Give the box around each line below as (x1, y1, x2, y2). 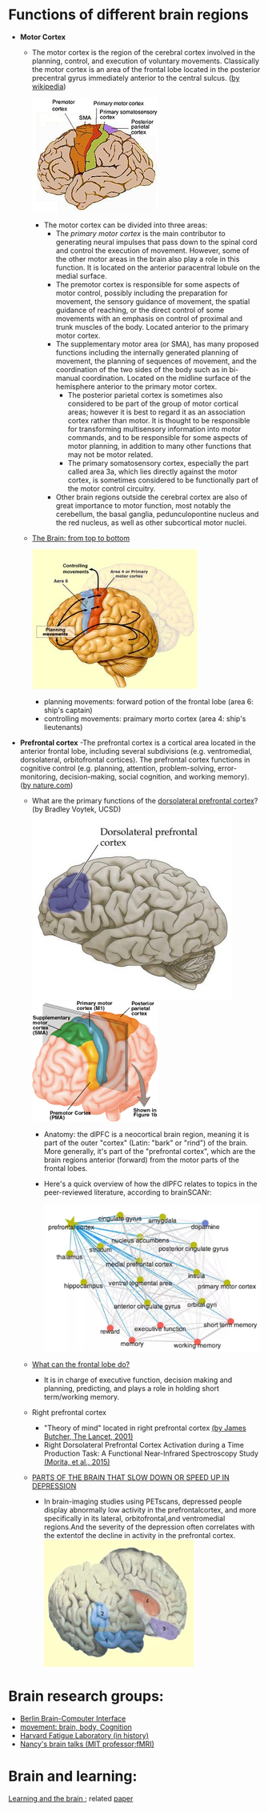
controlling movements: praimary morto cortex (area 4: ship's (43, 714, 246, 723)
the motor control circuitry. (67, 483, 156, 493)
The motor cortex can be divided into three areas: (43, 220, 208, 230)
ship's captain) (43, 705, 94, 715)
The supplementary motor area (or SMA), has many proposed (55, 339, 259, 349)
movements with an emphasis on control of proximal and (55, 314, 242, 323)
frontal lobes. (43, 1163, 88, 1173)
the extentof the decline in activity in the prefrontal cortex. (43, 1531, 236, 1540)
